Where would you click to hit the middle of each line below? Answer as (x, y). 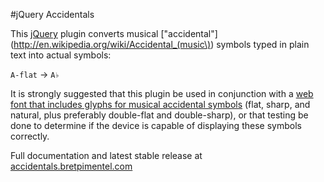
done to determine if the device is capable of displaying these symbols (156, 125)
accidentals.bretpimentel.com (71, 166)
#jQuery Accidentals (52, 14)
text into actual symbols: (61, 55)
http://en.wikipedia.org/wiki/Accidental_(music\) (112, 44)
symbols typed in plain (263, 44)
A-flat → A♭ (35, 74)
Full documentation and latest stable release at (106, 155)
